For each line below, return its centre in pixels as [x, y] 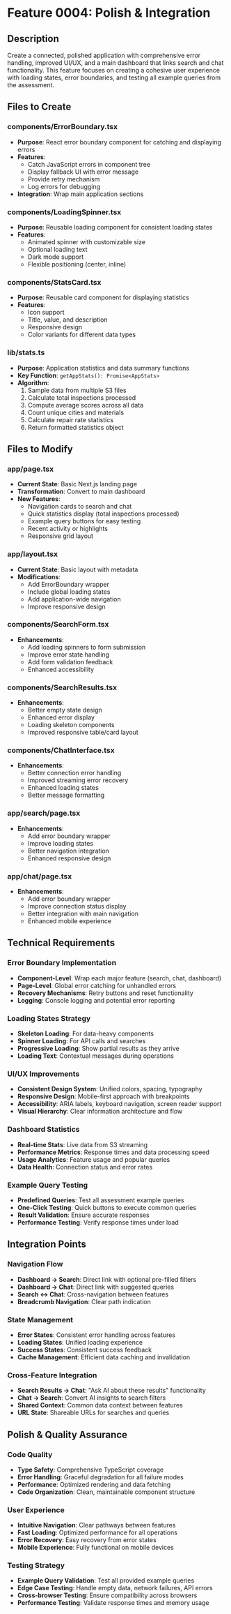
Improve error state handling [69, 655]
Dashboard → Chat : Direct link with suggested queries [96, 1287]
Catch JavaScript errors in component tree [89, 164]
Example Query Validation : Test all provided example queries [106, 1581]
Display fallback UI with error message [83, 172]
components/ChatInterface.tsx [61, 750]
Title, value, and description [67, 320]
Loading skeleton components [71, 725]
